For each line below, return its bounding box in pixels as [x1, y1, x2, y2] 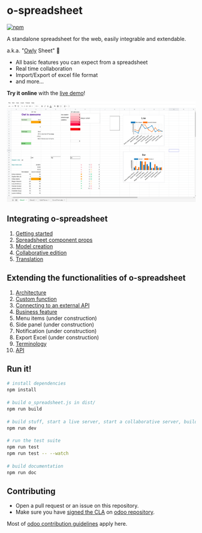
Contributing [7, 486, 56, 496]
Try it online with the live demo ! [7, 89, 86, 96]
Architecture [15, 288, 47, 296]
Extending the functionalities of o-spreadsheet [7, 273, 186, 283]
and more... [15, 78, 44, 85]
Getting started [15, 229, 53, 237]
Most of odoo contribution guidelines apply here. [7, 520, 128, 528]
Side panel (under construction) [15, 320, 95, 328]
